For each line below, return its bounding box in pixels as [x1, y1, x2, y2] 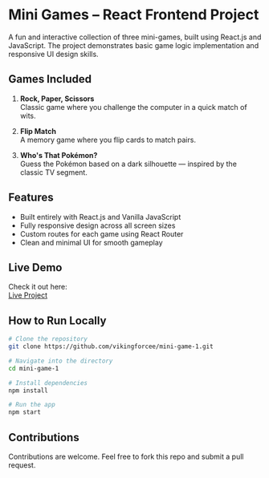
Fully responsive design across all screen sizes [19, 221, 176, 230]
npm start [8, 408, 42, 416]
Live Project [8, 290, 48, 300]
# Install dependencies [8, 379, 88, 387]
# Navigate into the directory [8, 357, 113, 365]
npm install [8, 387, 48, 395]
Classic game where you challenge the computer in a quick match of [19, 102, 247, 111]
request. [8, 460, 36, 470]
